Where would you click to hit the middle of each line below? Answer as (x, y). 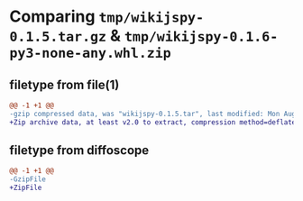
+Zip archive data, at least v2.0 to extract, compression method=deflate (153, 122)
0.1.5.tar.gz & (65, 36)
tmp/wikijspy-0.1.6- (202, 37)
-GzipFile (28, 179)
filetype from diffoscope (79, 151)
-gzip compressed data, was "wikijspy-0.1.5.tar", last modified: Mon (145, 114)
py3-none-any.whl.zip (90, 54)
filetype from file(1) (64, 84)
